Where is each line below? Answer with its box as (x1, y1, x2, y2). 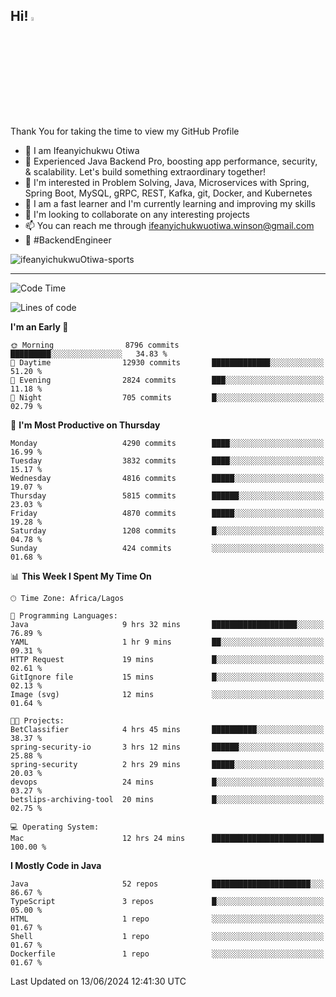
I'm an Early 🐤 (10, 320, 69, 333)
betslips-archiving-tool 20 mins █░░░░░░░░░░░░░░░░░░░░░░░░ (10, 794, 325, 804)
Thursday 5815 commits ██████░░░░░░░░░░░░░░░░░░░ (10, 490, 325, 501)
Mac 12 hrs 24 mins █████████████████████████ (10, 833, 325, 843)
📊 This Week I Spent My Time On (10, 570, 152, 582)
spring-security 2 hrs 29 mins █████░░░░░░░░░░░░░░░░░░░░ (10, 759, 325, 769)
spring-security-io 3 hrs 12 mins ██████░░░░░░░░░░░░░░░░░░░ (10, 742, 325, 752)
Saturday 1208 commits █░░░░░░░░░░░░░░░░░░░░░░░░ (10, 525, 325, 536)
